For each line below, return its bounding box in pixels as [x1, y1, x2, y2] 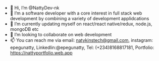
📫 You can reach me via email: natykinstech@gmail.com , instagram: [10, 37, 153, 43]
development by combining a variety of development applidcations [10, 16, 149, 21]
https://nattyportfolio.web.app [10, 50, 73, 55]
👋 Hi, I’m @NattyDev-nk [10, 5, 60, 11]
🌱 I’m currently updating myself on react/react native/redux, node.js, [10, 21, 152, 27]
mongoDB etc [10, 26, 39, 32]
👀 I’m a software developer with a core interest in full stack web [10, 10, 142, 16]
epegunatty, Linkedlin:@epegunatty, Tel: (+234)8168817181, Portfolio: [10, 44, 154, 50]
